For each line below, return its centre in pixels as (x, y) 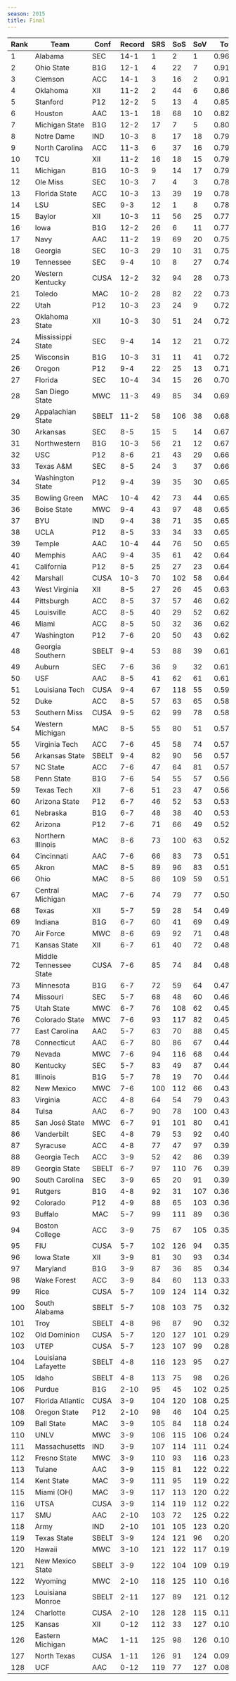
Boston (46, 1226)
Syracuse (51, 1145)
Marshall (49, 578)
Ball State (51, 1423)
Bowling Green (59, 498)
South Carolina (59, 1180)
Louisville (51, 612)
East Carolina (57, 1031)
